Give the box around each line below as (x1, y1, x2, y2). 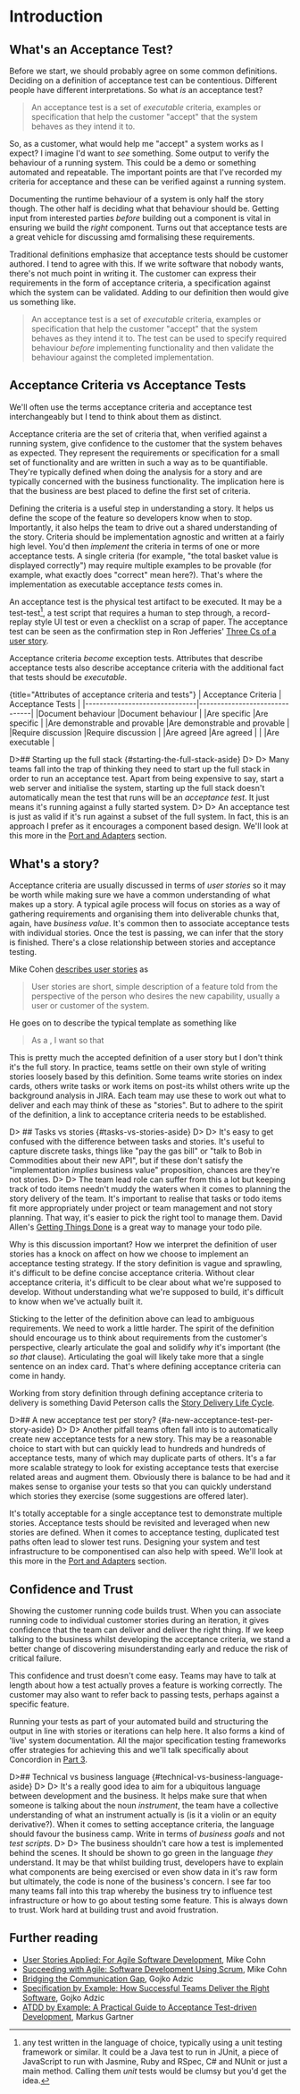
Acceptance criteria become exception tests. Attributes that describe (9, 653, 263, 664)
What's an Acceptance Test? (9, 42, 174, 57)
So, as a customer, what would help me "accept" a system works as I (9, 139, 263, 149)
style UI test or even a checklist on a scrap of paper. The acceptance (34, 617, 288, 627)
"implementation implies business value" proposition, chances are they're (9, 1165, 280, 1176)
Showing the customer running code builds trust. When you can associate (9, 1605, 281, 1616)
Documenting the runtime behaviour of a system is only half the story (9, 194, 264, 204)
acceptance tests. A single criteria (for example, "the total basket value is (9, 550, 279, 561)
